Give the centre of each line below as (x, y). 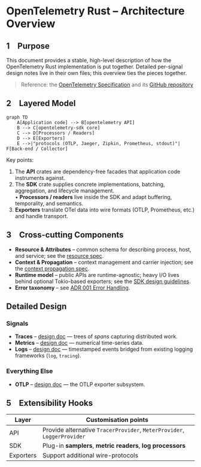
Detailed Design (36, 307)
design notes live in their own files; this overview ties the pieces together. (97, 73)
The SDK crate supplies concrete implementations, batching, (90, 184)
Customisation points (117, 420)
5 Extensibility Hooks (50, 403)
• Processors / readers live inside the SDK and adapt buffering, (93, 197)
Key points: (20, 159)
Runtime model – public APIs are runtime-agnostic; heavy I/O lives (97, 275)
